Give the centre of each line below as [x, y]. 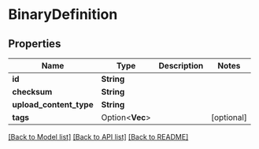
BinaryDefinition [63, 15]
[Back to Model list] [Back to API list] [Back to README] [98, 137]
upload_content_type [53, 104]
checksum [32, 92]
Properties [35, 44]
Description [181, 66]
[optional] [229, 117]
